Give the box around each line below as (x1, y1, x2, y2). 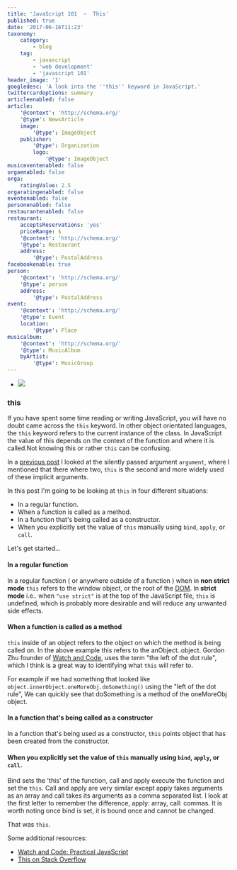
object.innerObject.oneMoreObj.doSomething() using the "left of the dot (7, 682, 216, 691)
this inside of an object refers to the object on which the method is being (7, 638, 221, 647)
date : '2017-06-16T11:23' (7, 23, 83, 30)
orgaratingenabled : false (7, 189, 83, 196)
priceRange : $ (20, 228, 62, 235)
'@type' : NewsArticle (20, 116, 83, 123)
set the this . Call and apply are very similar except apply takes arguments (7, 784, 223, 793)
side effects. (7, 606, 44, 615)
